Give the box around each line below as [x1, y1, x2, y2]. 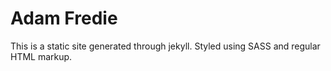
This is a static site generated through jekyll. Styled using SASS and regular [10, 40, 321, 52]
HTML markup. [10, 50, 73, 62]
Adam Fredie [10, 7, 118, 30]
